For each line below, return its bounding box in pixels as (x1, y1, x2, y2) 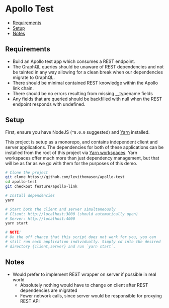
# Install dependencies (5, 193, 55, 198)
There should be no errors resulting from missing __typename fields (12, 90, 153, 96)
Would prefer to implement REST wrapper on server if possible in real (12, 271, 157, 277)
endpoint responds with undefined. (12, 101, 86, 107)
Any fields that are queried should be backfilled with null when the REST (12, 96, 162, 102)
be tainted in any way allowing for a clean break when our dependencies (12, 69, 163, 75)
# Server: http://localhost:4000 (5, 216, 75, 221)
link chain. (12, 85, 34, 91)
